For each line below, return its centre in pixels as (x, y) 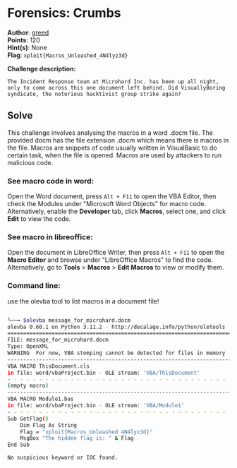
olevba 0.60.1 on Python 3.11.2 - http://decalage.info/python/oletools (116, 327)
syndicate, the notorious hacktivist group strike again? (94, 94)
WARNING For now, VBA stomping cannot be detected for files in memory (116, 353)
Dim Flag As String (49, 425)
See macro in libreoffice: (50, 236)
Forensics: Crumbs (64, 13)
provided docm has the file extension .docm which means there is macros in (118, 140)
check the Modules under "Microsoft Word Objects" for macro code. (107, 204)
